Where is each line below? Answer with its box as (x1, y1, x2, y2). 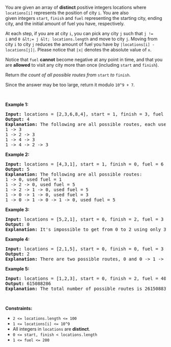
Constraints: (5, 305, 33, 311)
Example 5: (5, 266, 30, 272)
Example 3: (5, 206, 30, 212)
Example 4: (5, 236, 30, 242)
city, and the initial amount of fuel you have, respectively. (5, 20, 125, 26)
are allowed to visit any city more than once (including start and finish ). (5, 62, 159, 68)
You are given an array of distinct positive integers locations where (5, 5, 147, 10)
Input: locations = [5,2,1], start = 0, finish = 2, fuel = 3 (5, 217, 164, 222)
